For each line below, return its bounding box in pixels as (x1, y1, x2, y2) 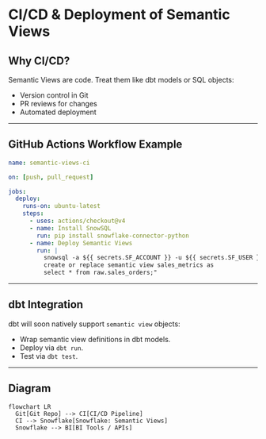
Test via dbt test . (19, 351, 78, 360)
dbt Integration (8, 298, 84, 311)
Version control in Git (19, 90, 89, 100)
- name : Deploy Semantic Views (28, 239, 133, 247)
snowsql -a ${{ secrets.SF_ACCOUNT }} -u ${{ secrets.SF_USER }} (43, 254, 264, 262)
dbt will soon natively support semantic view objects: (8, 319, 180, 329)
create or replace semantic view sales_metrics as (43, 261, 215, 269)
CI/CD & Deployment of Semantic (8, 6, 231, 24)
